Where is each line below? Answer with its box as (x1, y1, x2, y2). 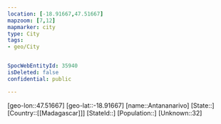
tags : (7, 37, 24, 44)
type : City (7, 30, 40, 38)
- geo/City (7, 43, 40, 50)
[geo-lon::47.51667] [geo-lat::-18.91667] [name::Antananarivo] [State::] (7, 101, 215, 110)
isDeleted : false (7, 69, 59, 76)
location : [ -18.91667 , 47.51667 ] (7, 10, 103, 18)
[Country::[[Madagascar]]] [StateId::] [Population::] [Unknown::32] (7, 108, 202, 117)
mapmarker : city (7, 23, 56, 30)
